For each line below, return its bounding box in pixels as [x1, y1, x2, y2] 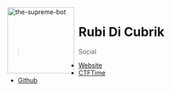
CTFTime [78, 68, 106, 77]
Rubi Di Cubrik [78, 24, 165, 40]
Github [17, 75, 38, 84]
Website [78, 61, 103, 69]
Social [78, 47, 97, 56]
